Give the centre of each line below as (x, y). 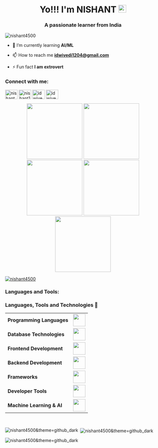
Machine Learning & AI (35, 405)
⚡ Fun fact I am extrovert (38, 67)
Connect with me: (27, 81)
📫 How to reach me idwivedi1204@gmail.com (61, 55)
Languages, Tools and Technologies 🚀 (52, 305)
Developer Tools (27, 391)
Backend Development (35, 363)
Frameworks (23, 377)
